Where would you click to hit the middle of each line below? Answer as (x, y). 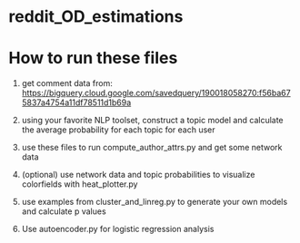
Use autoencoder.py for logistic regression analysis (118, 229)
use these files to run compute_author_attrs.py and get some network (152, 148)
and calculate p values (64, 211)
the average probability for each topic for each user (118, 130)
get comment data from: (67, 83)
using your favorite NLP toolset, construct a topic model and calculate (152, 121)
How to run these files (93, 58)
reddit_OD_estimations (96, 17)
